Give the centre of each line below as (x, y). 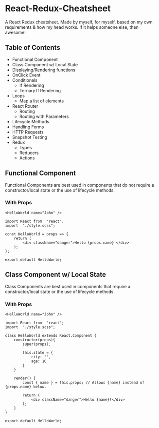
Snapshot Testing (30, 137)
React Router (25, 106)
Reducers (29, 153)
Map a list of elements (42, 101)
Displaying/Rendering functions (44, 70)
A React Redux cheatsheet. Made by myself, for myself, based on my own (79, 22)
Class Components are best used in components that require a (68, 286)
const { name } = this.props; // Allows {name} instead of (84, 382)
